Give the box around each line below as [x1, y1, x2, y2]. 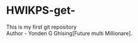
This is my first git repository [6, 23, 77, 30]
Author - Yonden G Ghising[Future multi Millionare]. [6, 29, 133, 36]
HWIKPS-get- [6, 4, 76, 17]
